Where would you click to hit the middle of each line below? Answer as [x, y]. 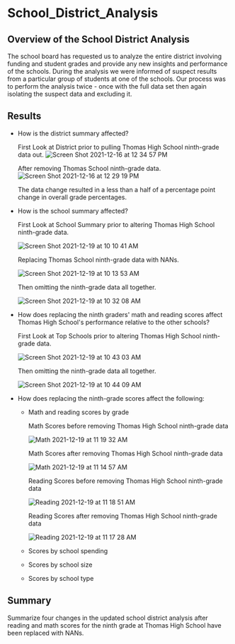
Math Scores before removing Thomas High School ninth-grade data [128, 426]
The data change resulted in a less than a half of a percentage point [116, 189]
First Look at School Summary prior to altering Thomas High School [116, 224]
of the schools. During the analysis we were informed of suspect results [112, 71]
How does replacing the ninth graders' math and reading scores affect [120, 314]
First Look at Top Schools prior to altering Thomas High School [109, 335]
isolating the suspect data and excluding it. [70, 94]
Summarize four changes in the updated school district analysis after [108, 618]
